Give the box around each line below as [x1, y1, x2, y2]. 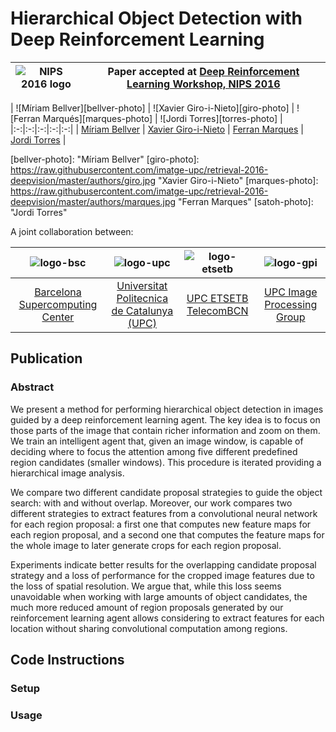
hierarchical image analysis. [10, 467, 125, 479]
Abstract [10, 380, 55, 394]
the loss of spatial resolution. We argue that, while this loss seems [10, 580, 282, 592]
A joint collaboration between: [10, 225, 134, 237]
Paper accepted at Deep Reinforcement [107, 64, 300, 78]
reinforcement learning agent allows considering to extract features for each [10, 612, 325, 624]
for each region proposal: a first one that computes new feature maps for [10, 518, 312, 530]
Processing [264, 297, 318, 311]
